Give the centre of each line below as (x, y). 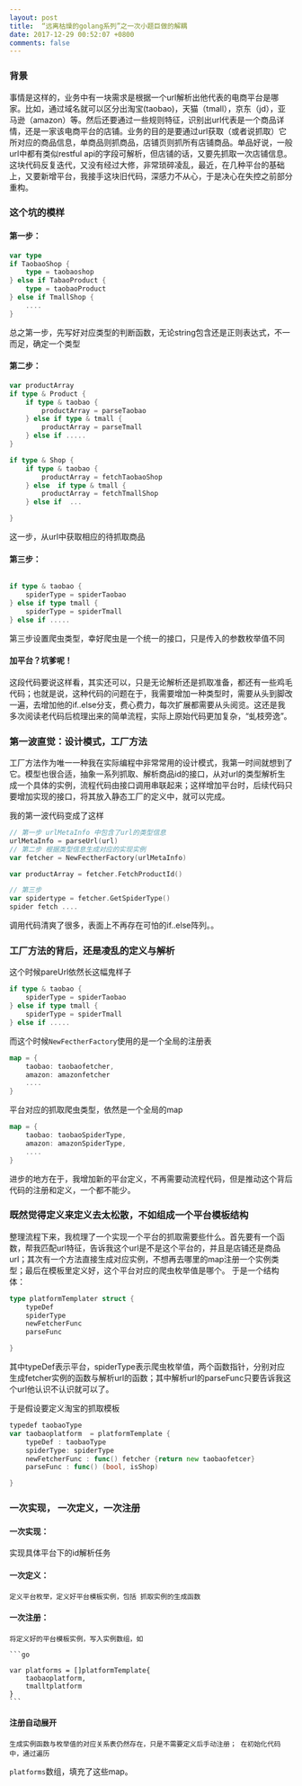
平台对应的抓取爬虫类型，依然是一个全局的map (96, 1110)
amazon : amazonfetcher (68, 1075)
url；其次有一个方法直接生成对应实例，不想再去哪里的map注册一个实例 (140, 1259)
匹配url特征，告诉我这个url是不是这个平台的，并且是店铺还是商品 (160, 1248)
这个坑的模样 (37, 212)
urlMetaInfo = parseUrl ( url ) (64, 841)
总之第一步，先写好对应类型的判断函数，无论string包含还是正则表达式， (142, 332)
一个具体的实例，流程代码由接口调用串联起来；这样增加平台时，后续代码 (151, 785)
